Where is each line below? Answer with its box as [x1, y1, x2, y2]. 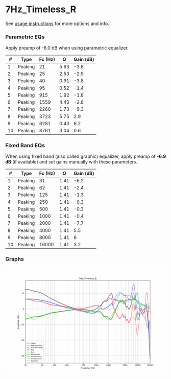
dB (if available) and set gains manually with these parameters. [5, 159, 138, 165]
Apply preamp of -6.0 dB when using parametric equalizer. [5, 45, 129, 51]
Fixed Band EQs [5, 141, 45, 149]
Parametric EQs [5, 33, 45, 40]
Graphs [5, 255, 24, 263]
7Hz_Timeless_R [5, 4, 77, 15]
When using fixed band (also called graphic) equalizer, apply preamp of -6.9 [5, 153, 166, 159]
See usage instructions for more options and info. [5, 20, 110, 27]
